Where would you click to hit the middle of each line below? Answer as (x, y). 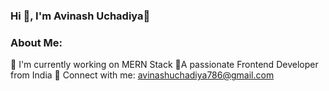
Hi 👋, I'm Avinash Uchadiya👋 (80, 16)
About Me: (36, 42)
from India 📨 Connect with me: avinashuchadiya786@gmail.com (142, 75)
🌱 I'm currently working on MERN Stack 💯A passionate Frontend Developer (164, 65)
